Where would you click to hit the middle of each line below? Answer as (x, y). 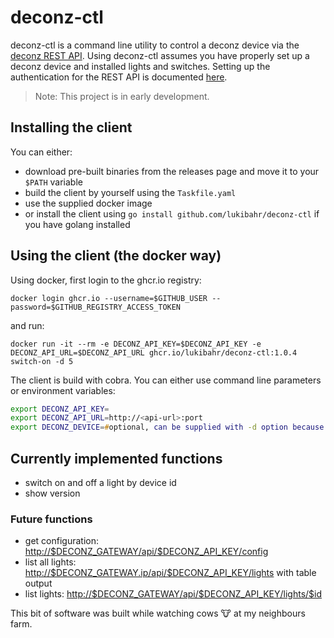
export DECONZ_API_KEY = (60, 409)
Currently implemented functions (116, 458)
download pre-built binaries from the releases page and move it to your (172, 171)
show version (52, 493)
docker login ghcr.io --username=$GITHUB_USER (109, 298)
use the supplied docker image (88, 203)
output (38, 583)
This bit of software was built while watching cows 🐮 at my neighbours (158, 613)
